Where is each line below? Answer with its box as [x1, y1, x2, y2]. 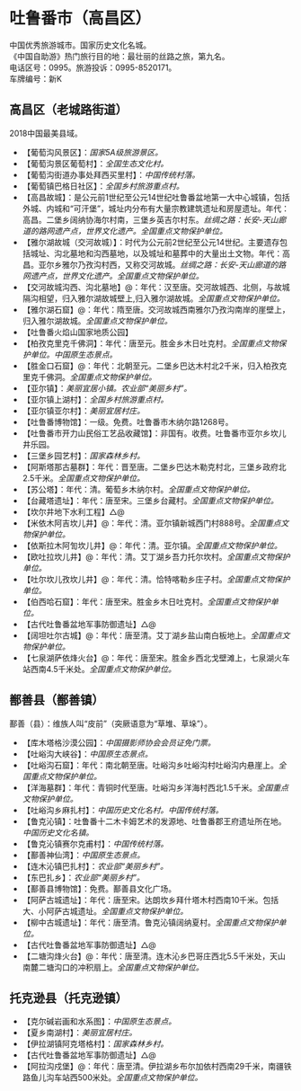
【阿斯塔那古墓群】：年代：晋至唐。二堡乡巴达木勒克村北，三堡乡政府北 [22, 461, 287, 472]
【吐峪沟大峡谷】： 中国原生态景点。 [22, 748, 153, 759]
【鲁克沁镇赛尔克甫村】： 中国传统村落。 [22, 838, 169, 849]
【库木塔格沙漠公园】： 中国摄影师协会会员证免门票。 [22, 737, 216, 748]
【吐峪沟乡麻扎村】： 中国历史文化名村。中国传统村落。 [22, 804, 224, 815]
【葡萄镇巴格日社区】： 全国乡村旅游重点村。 [22, 181, 184, 191]
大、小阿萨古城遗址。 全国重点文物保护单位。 [22, 905, 189, 917]
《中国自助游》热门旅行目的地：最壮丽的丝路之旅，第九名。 [9, 50, 230, 61]
